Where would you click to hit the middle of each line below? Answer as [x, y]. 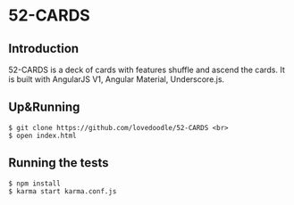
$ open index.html [42, 135]
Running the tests [59, 163]
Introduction [44, 49]
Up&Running [44, 107]
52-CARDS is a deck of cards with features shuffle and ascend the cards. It [147, 70]
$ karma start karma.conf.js [63, 191]
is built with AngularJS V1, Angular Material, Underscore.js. [117, 79]
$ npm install [35, 184]
